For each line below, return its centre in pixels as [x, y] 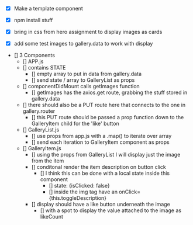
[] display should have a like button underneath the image [101, 205]
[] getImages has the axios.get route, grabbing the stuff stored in [109, 92]
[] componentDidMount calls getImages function [81, 86]
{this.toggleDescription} [77, 198]
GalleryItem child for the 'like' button [75, 124]
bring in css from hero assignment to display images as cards [88, 32]
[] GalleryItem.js [42, 148]
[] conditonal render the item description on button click [99, 167]
